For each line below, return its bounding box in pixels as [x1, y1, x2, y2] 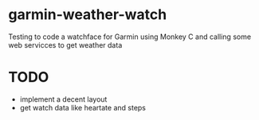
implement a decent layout [19, 94, 108, 104]
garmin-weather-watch [8, 6, 167, 24]
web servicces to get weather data [8, 40, 123, 49]
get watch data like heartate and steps [19, 103, 146, 112]
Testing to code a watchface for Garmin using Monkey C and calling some [8, 32, 252, 41]
